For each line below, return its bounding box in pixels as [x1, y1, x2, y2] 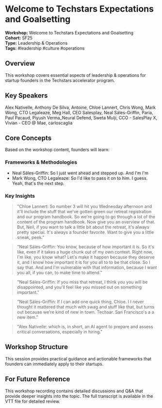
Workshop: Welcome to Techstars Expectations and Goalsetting [5, 30, 134, 35]
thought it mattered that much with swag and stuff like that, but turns [16, 304, 155, 309]
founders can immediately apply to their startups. [5, 361, 103, 367]
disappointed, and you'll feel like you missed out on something [16, 284, 142, 290]
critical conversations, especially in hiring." [16, 329, 103, 335]
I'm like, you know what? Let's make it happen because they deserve [16, 254, 155, 260]
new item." [16, 314, 39, 320]
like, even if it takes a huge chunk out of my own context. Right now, [16, 249, 153, 255]
